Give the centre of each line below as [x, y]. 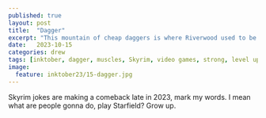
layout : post [30, 23]
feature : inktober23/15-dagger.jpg [74, 74]
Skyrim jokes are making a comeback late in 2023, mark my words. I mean [129, 97]
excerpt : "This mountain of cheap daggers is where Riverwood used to [127, 38]
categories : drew [37, 52]
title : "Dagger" [37, 30]
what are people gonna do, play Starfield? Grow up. [92, 105]
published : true [35, 15]
